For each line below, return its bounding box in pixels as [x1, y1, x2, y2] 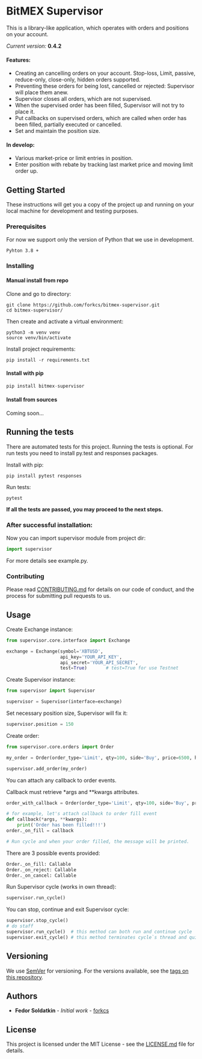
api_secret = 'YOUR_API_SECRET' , [60, 659, 138, 665]
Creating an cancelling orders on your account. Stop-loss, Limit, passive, [14, 69, 196, 77]
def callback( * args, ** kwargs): [6, 816, 87, 822]
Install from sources [6, 396, 58, 403]
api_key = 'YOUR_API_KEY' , [60, 654, 122, 660]
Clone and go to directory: [6, 290, 72, 297]
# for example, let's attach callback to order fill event [6, 811, 158, 817]
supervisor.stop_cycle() [6, 918, 69, 924]
